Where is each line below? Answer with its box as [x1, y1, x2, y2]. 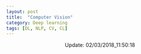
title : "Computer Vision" [6, 14, 73, 20]
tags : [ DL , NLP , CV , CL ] [6, 25, 68, 31]
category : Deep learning [6, 20, 68, 26]
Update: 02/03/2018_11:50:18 [64, 42, 136, 49]
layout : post [6, 8, 39, 15]
